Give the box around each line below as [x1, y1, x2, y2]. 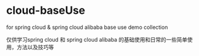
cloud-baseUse [6, 4, 86, 17]
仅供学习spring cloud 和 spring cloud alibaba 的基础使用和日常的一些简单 [6, 36, 188, 43]
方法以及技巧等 [16, 43, 54, 51]
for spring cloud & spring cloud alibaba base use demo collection [6, 23, 168, 31]
